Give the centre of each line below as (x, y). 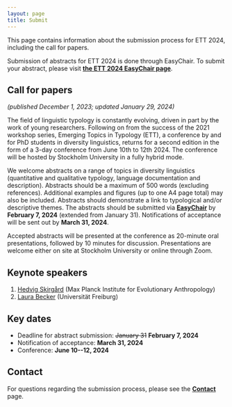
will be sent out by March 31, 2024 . (58, 223)
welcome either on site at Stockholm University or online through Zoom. (110, 250)
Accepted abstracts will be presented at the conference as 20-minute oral (113, 236)
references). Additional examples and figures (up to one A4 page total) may (115, 193)
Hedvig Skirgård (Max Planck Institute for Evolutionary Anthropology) (116, 289)
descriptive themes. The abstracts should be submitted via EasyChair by (111, 208)
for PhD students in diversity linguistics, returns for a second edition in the (114, 143)
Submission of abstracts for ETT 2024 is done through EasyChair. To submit (116, 61)
